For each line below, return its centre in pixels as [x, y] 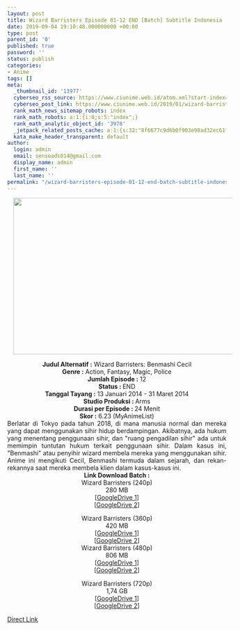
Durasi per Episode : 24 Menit [117, 409]
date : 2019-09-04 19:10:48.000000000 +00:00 [73, 26]
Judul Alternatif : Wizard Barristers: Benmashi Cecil [117, 364]
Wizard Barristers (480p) [117, 548]
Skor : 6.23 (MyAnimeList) [117, 416]
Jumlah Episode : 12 [117, 379]
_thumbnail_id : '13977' [48, 91]
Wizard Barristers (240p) [117, 483]
